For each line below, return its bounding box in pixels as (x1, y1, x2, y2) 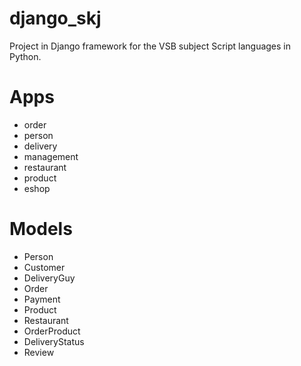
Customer (23, 261, 66, 273)
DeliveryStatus (23, 335, 85, 347)
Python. (9, 50, 42, 62)
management (23, 150, 79, 162)
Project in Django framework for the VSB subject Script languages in (9, 40, 292, 52)
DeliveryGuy (23, 272, 76, 284)
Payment (23, 293, 61, 305)
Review (23, 346, 55, 358)
